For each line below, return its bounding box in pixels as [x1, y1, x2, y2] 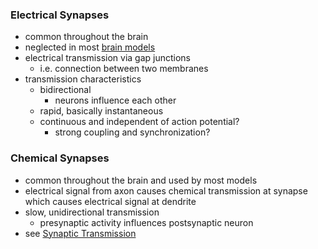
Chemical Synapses [10, 151, 110, 165]
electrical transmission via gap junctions [24, 52, 191, 64]
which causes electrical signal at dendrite [24, 195, 197, 207]
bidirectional [39, 84, 92, 96]
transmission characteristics [24, 73, 142, 85]
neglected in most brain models [24, 41, 156, 53]
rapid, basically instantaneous [39, 105, 164, 117]
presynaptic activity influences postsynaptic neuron [39, 216, 254, 228]
